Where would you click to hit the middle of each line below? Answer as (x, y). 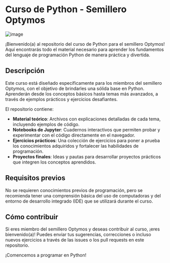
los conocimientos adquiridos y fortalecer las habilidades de (75, 146)
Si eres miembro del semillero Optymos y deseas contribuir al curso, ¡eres (82, 229)
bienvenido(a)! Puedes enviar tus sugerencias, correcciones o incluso (78, 235)
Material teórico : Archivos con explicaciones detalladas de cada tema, (87, 119)
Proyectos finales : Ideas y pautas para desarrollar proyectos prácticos (87, 156)
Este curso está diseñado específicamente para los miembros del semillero (84, 83)
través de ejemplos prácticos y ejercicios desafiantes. (62, 99)
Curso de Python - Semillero (66, 9)
